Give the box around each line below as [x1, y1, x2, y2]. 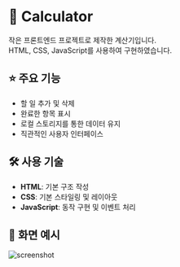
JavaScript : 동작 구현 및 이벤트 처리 [20, 202, 136, 212]
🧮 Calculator [8, 7, 94, 26]
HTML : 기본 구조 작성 [20, 182, 90, 191]
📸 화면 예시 [8, 228, 61, 242]
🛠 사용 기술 [8, 155, 64, 169]
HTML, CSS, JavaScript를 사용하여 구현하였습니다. [8, 45, 173, 55]
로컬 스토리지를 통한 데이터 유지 [20, 118, 121, 129]
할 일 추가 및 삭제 [20, 98, 75, 108]
